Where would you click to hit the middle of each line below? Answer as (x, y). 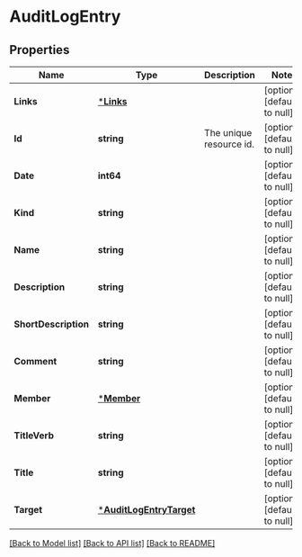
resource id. (229, 144)
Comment (36, 361)
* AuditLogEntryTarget (147, 510)
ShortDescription (52, 324)
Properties (40, 50)
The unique (228, 133)
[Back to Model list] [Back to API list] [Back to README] (112, 543)
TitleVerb (34, 436)
